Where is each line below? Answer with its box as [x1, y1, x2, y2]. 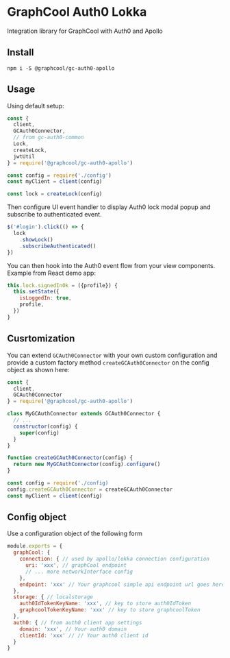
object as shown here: [7, 365, 70, 374]
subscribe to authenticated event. [7, 210, 102, 219]
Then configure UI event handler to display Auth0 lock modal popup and [7, 203, 211, 211]
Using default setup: [7, 101, 64, 110]
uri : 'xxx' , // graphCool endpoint [25, 562, 127, 569]
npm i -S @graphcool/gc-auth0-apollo [7, 64, 115, 72]
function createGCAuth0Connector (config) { [7, 454, 133, 461]
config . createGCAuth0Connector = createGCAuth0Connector [7, 486, 173, 493]
